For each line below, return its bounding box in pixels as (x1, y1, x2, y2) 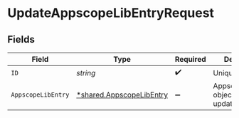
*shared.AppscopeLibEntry (75, 90, 169, 100)
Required (174, 55, 206, 64)
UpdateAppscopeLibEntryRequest (7, 5, 215, 21)
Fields (7, 33, 36, 45)
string (75, 68, 96, 77)
